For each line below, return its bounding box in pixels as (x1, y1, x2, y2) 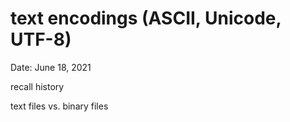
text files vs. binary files (10, 100, 109, 112)
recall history (10, 80, 65, 92)
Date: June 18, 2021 (10, 61, 92, 73)
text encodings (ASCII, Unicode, (10, 7, 282, 30)
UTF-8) (10, 28, 72, 51)
